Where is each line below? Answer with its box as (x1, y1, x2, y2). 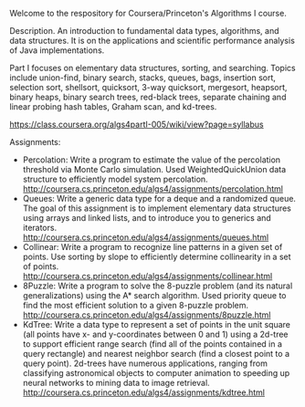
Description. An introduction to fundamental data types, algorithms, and (9, 26, 279, 36)
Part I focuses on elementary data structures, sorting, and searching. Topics (9, 63, 296, 73)
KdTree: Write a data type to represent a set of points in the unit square (22, 319, 290, 329)
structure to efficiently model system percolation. (22, 173, 208, 184)
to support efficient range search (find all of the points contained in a (22, 339, 283, 350)
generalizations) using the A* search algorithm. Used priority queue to (22, 290, 287, 300)
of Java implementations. (9, 45, 105, 56)
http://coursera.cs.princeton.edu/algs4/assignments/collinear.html (22, 271, 273, 281)
